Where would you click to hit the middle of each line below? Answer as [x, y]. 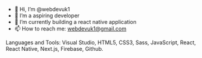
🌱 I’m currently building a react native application [75, 22]
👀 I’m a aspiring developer [47, 16]
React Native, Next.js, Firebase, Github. [54, 49]
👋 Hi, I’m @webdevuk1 [42, 9]
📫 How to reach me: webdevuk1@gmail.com [70, 29]
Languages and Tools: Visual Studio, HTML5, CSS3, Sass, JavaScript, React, [101, 42]
